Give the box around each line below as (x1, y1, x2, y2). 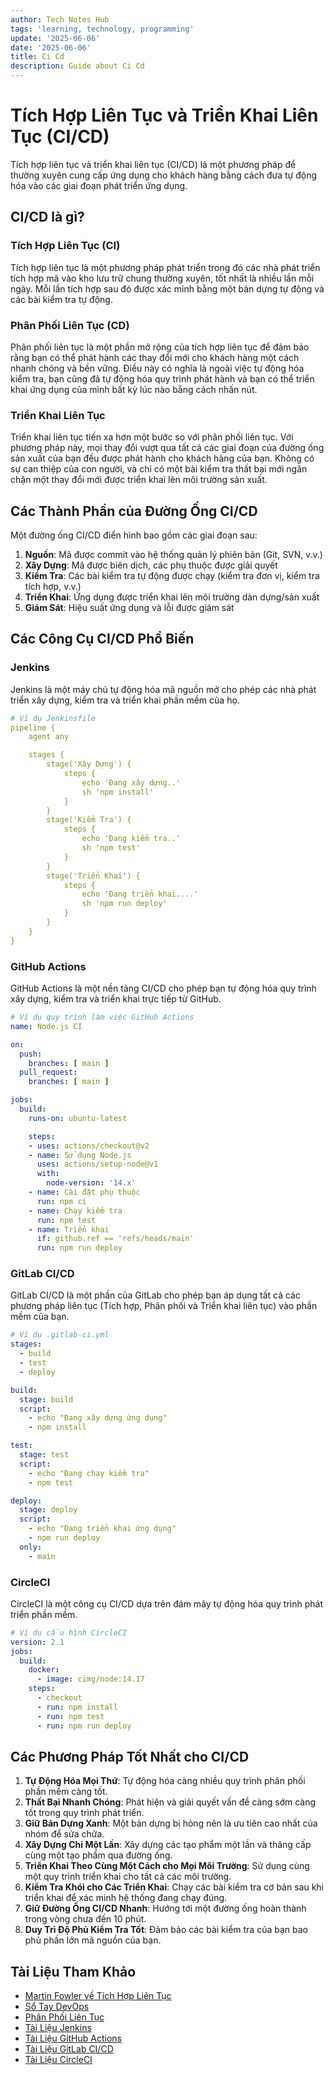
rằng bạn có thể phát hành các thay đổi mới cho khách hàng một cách (10, 351, 300, 363)
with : (36, 1169, 60, 1179)
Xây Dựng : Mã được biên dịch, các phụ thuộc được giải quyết (24, 559, 278, 571)
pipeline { (10, 722, 56, 733)
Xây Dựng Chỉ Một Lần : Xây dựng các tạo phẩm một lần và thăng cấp (24, 1839, 312, 1851)
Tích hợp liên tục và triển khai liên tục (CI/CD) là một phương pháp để (10, 158, 297, 170)
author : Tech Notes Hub (10, 14, 110, 25)
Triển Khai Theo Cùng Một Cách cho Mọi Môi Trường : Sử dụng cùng (24, 1860, 310, 1872)
